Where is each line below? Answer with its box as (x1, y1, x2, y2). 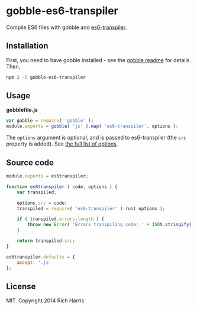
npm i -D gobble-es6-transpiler (6, 74, 86, 80)
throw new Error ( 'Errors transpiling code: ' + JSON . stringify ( (27, 222, 192, 228)
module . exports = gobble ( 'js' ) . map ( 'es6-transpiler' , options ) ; (6, 123, 179, 130)
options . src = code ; (17, 200, 67, 206)
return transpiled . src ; (17, 238, 76, 244)
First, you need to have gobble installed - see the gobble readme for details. (6, 56, 191, 63)
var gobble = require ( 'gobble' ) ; (6, 118, 94, 124)
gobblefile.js (6, 106, 38, 114)
